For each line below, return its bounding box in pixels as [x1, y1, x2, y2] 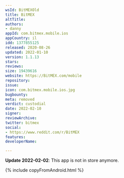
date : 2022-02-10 [5, 106, 42, 111]
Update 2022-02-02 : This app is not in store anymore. [5, 157, 119, 163]
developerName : [5, 139, 37, 144]
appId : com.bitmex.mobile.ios [5, 31, 69, 36]
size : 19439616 [5, 69, 37, 74]
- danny [5, 26, 22, 31]
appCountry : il [5, 36, 37, 41]
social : [5, 125, 22, 130]
